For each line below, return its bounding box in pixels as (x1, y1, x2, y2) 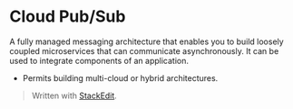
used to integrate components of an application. (9, 55, 189, 66)
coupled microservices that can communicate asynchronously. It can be (9, 45, 279, 56)
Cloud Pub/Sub (9, 6, 126, 27)
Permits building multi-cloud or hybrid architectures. (22, 72, 219, 83)
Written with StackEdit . (31, 90, 118, 101)
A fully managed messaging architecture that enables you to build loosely (9, 36, 284, 47)
